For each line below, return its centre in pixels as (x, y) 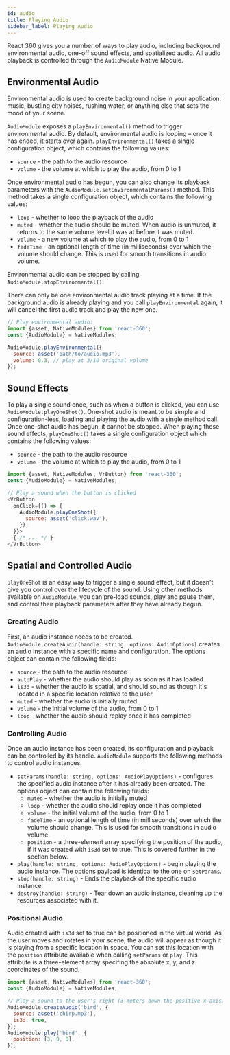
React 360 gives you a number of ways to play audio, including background (114, 46)
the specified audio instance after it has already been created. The (111, 784)
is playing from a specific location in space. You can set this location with (111, 948)
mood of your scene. (37, 113)
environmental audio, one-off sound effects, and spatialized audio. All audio (114, 53)
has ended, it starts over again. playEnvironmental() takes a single (101, 141)
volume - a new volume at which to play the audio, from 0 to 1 (103, 239)
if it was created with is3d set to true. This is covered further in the (121, 850)
